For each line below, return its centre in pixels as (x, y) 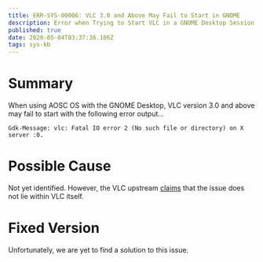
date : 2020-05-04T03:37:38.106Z (61, 37)
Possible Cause (60, 166)
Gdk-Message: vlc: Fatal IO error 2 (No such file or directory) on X (126, 128)
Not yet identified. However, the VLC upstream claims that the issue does (126, 188)
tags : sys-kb (29, 45)
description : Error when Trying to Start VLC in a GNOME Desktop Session (131, 23)
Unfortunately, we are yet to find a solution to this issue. (99, 249)
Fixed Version (54, 228)
